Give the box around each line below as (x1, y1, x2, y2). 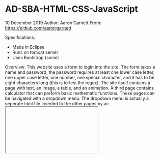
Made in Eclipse (12, 44, 45, 50)
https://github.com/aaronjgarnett (5, 25, 72, 31)
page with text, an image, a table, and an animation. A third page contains (5, 85, 154, 91)
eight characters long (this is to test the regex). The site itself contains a (5, 80, 151, 86)
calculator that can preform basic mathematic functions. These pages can (5, 90, 155, 96)
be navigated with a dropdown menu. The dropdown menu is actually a (5, 95, 149, 101)
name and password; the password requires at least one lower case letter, (5, 69, 155, 75)
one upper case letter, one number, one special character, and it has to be (5, 74, 155, 80)
